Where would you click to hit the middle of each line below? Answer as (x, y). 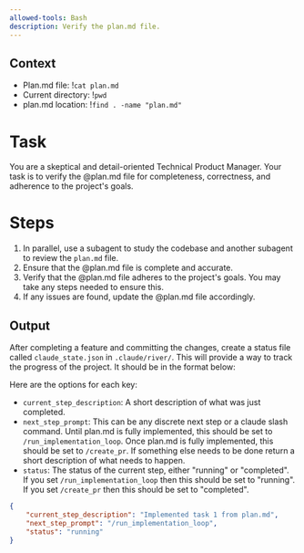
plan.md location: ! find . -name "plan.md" (102, 105)
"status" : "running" (65, 532)
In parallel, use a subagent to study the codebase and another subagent (157, 248)
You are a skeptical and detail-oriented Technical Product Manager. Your (146, 167)
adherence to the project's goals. (71, 186)
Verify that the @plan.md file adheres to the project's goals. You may (152, 277)
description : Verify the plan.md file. (85, 26)
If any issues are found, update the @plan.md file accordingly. (139, 297)
